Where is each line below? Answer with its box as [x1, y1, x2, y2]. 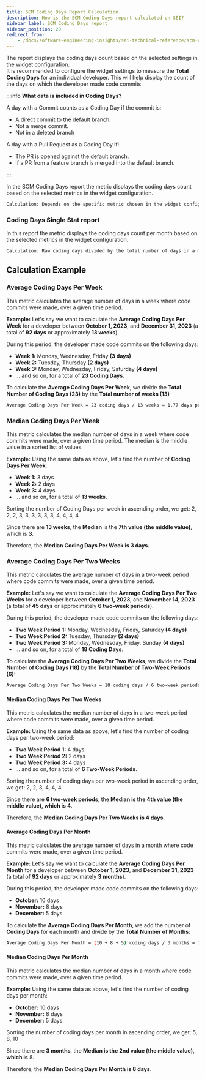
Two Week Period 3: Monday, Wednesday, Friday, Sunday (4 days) [15, 639, 185, 647]
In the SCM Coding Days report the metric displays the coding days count [6, 183, 192, 190]
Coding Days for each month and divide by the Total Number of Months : [6, 928, 190, 936]
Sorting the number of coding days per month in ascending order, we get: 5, [6, 1028, 198, 1036]
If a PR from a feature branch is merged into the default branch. [15, 159, 175, 166]
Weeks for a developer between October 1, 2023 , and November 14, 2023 [6, 596, 195, 603]
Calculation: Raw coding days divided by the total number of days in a [6, 248, 195, 254]
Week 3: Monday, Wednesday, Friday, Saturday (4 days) [15, 365, 158, 372]
